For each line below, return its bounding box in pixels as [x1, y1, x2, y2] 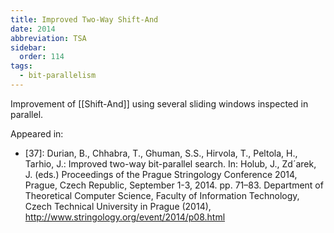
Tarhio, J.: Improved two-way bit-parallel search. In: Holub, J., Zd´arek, [24, 157, 317, 170]
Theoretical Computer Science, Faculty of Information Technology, [24, 189, 300, 201]
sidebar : [10, 42, 47, 53]
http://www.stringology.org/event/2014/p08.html [24, 211, 226, 223]
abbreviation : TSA [10, 33, 87, 43]
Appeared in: [10, 127, 64, 140]
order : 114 [19, 52, 65, 62]
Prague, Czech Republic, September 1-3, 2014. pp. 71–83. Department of [24, 179, 324, 191]
